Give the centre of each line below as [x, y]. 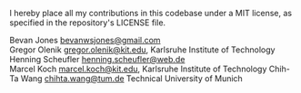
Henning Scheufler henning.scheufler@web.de [97, 59]
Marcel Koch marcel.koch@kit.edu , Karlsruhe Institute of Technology [138, 69]
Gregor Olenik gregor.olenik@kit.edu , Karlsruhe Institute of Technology [142, 50]
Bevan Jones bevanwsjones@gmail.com [85, 40]
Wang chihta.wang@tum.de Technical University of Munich [131, 79]
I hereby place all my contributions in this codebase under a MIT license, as [151, 13]
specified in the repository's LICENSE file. [88, 23]
